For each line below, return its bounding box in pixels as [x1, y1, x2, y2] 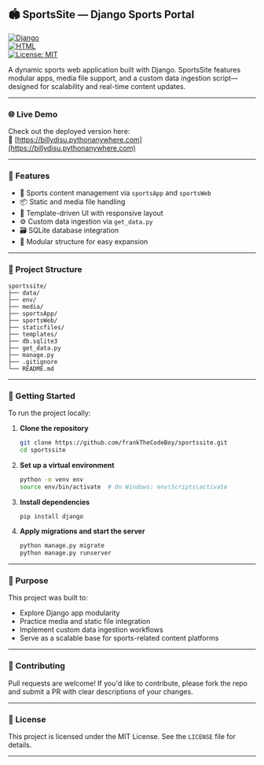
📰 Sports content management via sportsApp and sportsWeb [19, 188, 211, 198]
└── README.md [8, 365, 55, 373]
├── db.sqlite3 [8, 337, 58, 345]
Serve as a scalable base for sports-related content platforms [19, 633, 219, 643]
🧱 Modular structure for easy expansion [19, 237, 148, 247]
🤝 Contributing [8, 660, 65, 671]
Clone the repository [19, 424, 89, 433]
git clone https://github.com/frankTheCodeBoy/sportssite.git [19, 439, 228, 447]
